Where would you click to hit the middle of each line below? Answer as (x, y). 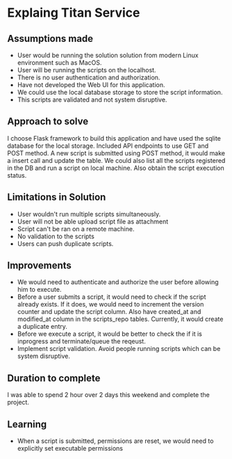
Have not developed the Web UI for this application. (91, 85)
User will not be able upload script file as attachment (93, 221)
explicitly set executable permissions (70, 449)
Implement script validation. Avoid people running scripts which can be (119, 349)
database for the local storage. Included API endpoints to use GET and (108, 146)
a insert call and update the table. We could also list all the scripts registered (116, 160)
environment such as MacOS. (59, 63)
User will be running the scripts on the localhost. (86, 70)
